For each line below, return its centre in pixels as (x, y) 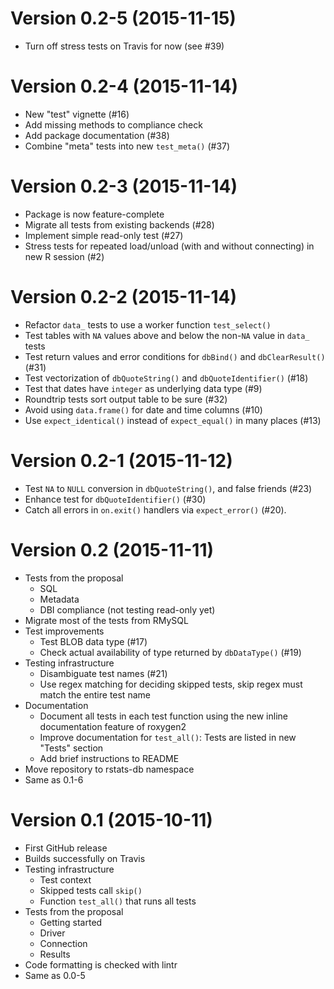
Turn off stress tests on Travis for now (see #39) (124, 46)
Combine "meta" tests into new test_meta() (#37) (127, 146)
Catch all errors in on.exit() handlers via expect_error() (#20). (155, 509)
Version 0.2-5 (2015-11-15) (123, 18)
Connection (63, 943)
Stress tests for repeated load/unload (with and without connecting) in (169, 246)
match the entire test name (95, 694)
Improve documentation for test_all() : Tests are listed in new (168, 737)
